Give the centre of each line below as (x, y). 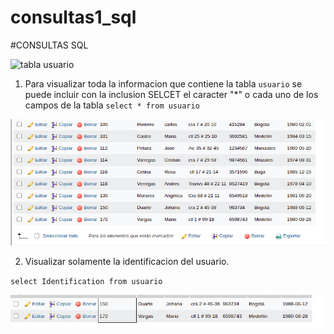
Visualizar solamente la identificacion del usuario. (127, 261)
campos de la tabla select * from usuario (112, 105)
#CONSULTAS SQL (49, 45)
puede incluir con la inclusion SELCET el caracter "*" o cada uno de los (171, 94)
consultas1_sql (73, 17)
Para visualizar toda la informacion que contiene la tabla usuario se (163, 83)
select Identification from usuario (86, 281)
